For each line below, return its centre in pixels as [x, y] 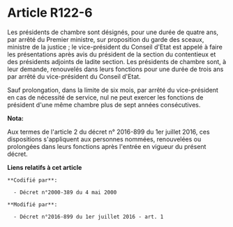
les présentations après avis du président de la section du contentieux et [112, 54]
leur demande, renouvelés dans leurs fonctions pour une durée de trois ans [115, 69]
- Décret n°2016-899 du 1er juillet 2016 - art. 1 [89, 217]
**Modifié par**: [32, 204]
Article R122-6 [50, 13]
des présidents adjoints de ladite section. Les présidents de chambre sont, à [117, 61]
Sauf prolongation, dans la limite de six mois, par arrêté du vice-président [113, 90]
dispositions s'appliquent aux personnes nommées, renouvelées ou [104, 139]
